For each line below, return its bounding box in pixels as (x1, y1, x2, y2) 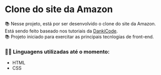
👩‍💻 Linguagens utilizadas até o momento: (5, 48, 110, 55)
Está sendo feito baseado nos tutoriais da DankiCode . (5, 28, 118, 34)
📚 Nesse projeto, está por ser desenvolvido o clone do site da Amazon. (5, 20, 156, 26)
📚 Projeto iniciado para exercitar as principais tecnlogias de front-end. (5, 33, 154, 40)
